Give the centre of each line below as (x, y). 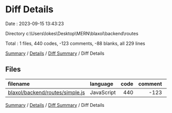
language (102, 84)
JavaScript (103, 92)
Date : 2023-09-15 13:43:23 (35, 24)
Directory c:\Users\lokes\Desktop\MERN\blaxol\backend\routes (72, 33)
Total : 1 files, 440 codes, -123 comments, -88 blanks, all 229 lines (75, 43)
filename (19, 84)
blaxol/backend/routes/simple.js (47, 92)
